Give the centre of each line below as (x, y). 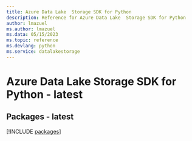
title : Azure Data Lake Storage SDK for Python (69, 12)
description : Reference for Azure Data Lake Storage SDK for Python (96, 18)
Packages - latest (40, 117)
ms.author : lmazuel (31, 29)
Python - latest (45, 94)
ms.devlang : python (31, 46)
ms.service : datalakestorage (43, 52)
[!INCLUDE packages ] (34, 131)
